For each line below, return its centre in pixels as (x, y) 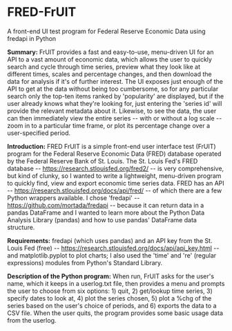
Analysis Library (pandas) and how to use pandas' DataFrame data (102, 220)
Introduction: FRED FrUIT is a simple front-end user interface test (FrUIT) (112, 146)
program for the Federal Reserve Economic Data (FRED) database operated (114, 154)
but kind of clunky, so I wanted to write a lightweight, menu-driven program (114, 176)
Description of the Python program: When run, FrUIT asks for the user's (111, 276)
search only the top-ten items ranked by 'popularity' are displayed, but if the (116, 96)
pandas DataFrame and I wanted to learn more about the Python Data (106, 213)
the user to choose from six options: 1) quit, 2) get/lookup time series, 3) (110, 291)
